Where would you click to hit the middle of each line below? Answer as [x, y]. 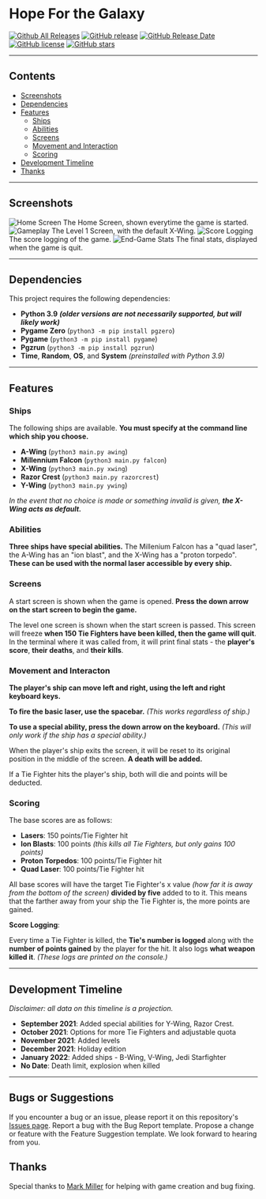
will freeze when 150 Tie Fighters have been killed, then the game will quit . [133, 633]
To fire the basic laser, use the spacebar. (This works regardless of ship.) [130, 711]
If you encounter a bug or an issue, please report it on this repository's [124, 1117]
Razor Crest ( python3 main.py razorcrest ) [90, 477]
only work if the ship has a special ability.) [78, 735]
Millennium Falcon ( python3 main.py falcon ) [94, 460]
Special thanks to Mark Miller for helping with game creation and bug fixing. [132, 1186]
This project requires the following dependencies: [90, 299]
